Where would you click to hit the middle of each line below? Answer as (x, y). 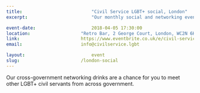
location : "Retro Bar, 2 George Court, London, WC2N (97, 33)
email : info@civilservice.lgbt (73, 44)
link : (13, 39)
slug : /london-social (62, 60)
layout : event (56, 55)
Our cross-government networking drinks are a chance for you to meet (93, 77)
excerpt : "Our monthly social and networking (94, 17)
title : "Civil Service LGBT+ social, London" (97, 12)
